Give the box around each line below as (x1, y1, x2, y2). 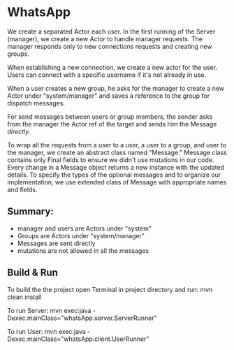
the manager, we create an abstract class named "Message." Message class (7, 148, 227, 156)
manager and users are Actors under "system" (17, 224, 152, 233)
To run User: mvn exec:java (7, 327, 86, 335)
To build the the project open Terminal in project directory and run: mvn (7, 285, 213, 293)
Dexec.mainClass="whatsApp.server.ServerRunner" (7, 314, 157, 322)
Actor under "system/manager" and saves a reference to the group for (7, 92, 210, 100)
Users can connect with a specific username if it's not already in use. (7, 71, 207, 79)
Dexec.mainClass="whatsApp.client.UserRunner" (7, 335, 149, 343)
